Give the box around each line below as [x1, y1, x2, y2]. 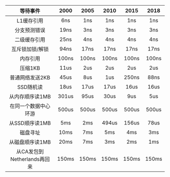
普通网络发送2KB [10, 74, 51, 81]
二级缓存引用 [15, 36, 46, 43]
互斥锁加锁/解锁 [11, 46, 49, 53]
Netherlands [10, 156, 40, 162]
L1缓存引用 [17, 17, 44, 24]
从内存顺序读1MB [9, 93, 51, 100]
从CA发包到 [16, 148, 44, 155]
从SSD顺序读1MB [9, 120, 51, 126]
